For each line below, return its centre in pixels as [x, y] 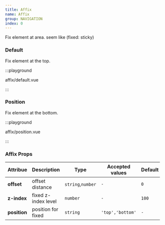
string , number [81, 184]
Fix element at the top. [28, 61]
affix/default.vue [22, 80]
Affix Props [19, 154]
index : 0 [14, 23]
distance [42, 187]
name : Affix [17, 14]
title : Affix [18, 10]
